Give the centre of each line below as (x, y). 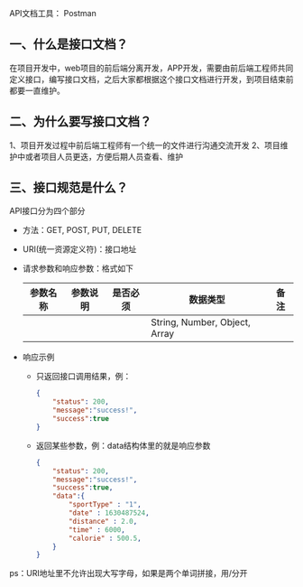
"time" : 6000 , (97, 530)
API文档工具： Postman (53, 13)
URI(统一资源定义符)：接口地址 (79, 249)
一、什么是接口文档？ (69, 45)
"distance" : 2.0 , (103, 521)
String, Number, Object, (200, 322)
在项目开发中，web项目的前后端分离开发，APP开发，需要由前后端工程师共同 (151, 68)
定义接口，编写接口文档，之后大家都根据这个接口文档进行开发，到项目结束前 (151, 79)
